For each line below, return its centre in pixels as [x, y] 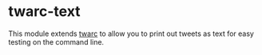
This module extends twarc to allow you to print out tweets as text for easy [131, 33]
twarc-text [45, 12]
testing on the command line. [56, 41]
